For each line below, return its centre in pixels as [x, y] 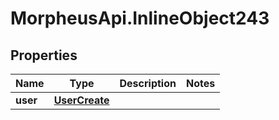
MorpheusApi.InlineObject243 [140, 18]
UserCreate [81, 100]
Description [148, 83]
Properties [44, 55]
